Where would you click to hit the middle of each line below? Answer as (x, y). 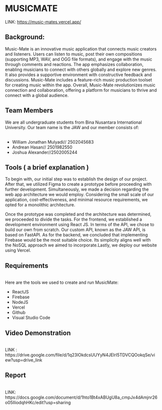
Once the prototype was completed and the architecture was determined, (78, 214)
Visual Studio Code (31, 318)
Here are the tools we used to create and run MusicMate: (62, 282)
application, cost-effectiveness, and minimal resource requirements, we (76, 200)
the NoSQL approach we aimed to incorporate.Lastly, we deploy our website (81, 245)
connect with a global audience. (37, 95)
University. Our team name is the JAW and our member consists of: (72, 127)
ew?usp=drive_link (24, 360)
